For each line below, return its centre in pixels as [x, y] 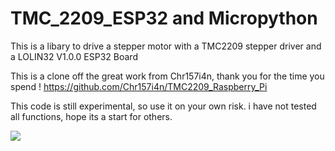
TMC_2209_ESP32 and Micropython [164, 18]
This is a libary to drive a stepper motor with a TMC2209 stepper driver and [166, 46]
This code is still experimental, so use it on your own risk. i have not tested [163, 106]
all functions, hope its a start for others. [91, 116]
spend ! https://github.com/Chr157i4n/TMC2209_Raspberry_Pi [139, 86]
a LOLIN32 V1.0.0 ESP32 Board [74, 56]
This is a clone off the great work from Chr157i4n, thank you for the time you [167, 76]
